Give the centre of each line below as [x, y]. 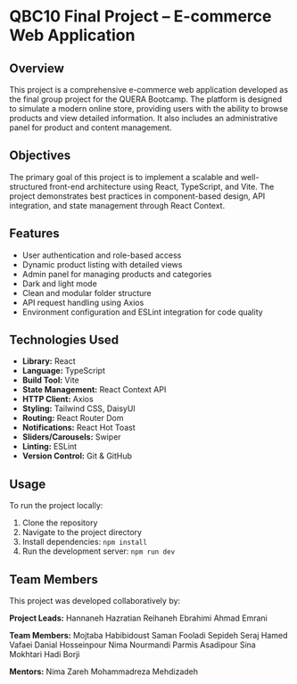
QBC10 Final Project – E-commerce [140, 16]
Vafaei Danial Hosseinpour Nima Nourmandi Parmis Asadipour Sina [132, 645]
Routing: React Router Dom [73, 418]
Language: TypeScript [63, 371]
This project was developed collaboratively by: [95, 601]
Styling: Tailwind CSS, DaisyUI [78, 408]
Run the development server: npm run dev [99, 551]
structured [29, 186]
